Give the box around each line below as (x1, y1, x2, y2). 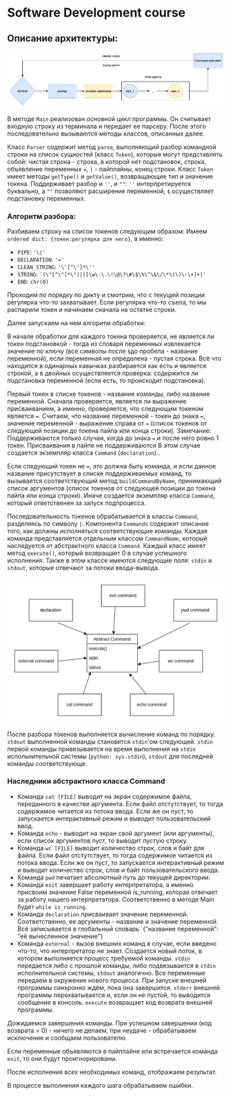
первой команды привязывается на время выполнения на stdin (7, 745, 197, 753)
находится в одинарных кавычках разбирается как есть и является (7, 362, 207, 370)
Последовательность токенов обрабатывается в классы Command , (7, 512, 199, 520)
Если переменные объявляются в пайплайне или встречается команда (7, 1047, 219, 1055)
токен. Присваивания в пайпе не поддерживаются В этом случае (7, 441, 201, 450)
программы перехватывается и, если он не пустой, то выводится (17, 991, 210, 999)
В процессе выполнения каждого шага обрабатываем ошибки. (7, 1081, 193, 1089)
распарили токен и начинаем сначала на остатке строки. (7, 306, 177, 314)
